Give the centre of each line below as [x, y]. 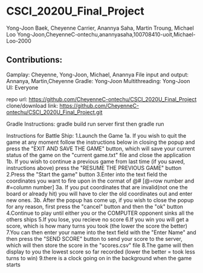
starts [14, 265]
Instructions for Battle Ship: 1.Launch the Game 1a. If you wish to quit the [96, 135]
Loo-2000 [19, 41]
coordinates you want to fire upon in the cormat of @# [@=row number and [100, 181]
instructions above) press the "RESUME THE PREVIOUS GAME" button [94, 167]
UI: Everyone [22, 87]
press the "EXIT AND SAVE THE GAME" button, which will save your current [101, 148]
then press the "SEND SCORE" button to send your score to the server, [94, 238]
